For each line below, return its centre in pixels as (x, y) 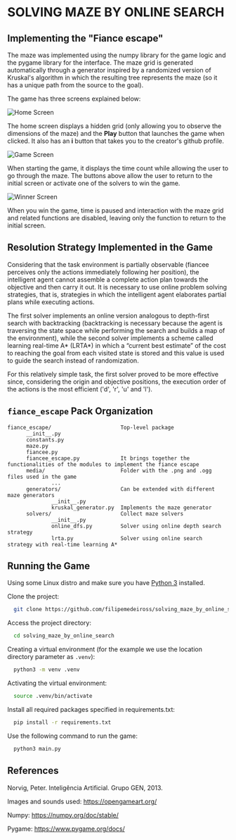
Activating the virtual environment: (57, 683)
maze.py (37, 446)
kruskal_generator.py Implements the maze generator (132, 508)
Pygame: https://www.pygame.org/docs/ (66, 829)
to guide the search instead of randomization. (73, 361)
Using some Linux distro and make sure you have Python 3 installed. (106, 583)
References (33, 771)
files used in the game (42, 477)
